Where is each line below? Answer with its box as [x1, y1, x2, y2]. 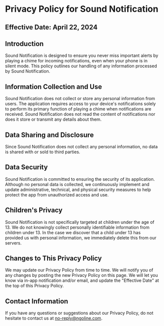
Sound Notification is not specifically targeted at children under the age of [5, 219, 155, 225]
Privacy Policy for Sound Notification [5, 3, 159, 15]
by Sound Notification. [5, 68, 50, 74]
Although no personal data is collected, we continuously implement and [5, 181, 150, 187]
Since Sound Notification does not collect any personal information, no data [5, 144, 158, 150]
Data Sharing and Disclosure [5, 131, 94, 139]
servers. [5, 240, 22, 246]
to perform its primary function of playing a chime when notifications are [5, 106, 152, 112]
